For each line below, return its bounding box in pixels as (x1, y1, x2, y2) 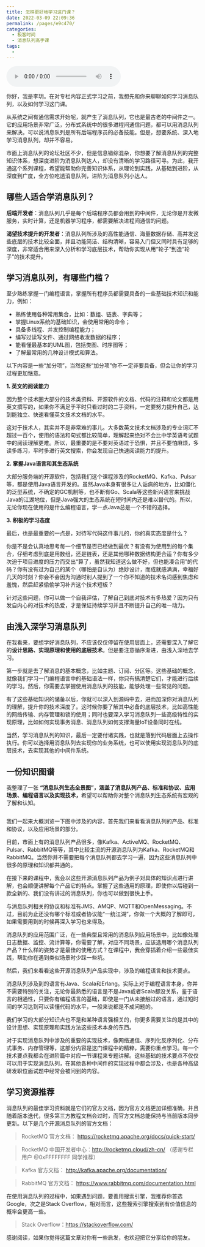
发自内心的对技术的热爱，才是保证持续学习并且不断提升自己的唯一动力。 (6, 602, 188, 609)
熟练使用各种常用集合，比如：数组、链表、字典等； (15, 311, 144, 318)
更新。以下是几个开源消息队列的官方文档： (6, 1120, 113, 1127)
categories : (6, 26, 37, 32)
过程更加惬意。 (6, 370, 44, 377)
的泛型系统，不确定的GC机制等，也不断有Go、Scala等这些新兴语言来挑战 (6, 488, 190, 496)
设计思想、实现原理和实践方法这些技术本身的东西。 (6, 1024, 135, 1031)
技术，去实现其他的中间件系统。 (11, 747, 92, 754)
